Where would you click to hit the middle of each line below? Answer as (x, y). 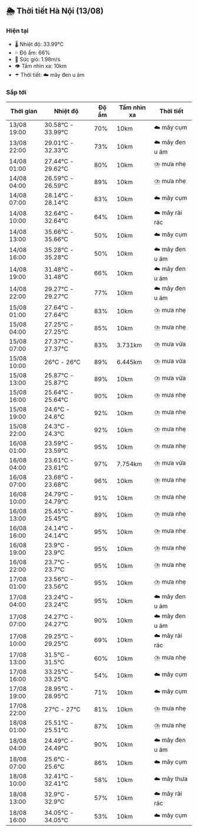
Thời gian (24, 111)
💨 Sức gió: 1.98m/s (37, 59)
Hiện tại (17, 31)
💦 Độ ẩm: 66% (32, 53)
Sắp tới (16, 92)
